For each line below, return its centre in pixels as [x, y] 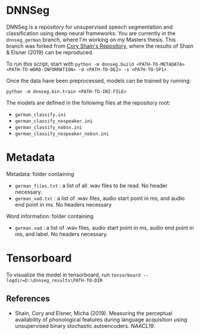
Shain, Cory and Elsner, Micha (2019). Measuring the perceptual [93, 313]
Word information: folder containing [50, 216]
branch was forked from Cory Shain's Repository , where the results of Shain [100, 46]
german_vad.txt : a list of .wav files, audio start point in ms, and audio [100, 198]
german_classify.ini [40, 115]
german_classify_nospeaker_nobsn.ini [62, 134]
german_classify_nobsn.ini [48, 127]
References [28, 299]
